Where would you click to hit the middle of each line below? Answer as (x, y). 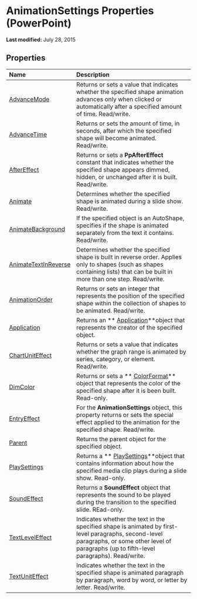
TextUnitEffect (29, 576)
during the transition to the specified (126, 502)
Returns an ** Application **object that (130, 320)
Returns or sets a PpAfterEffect (120, 155)
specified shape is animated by (119, 526)
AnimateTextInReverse (40, 264)
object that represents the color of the (128, 383)
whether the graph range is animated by (131, 352)
